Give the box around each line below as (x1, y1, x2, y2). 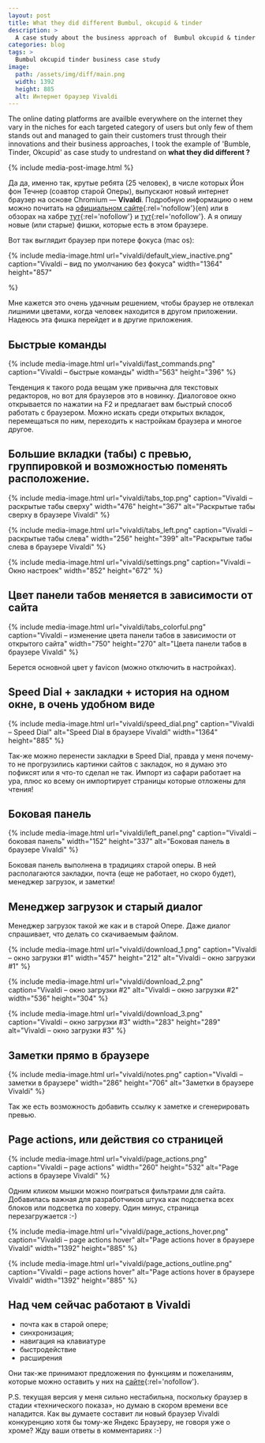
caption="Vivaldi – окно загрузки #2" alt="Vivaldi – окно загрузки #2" (8, 985, 239, 995)
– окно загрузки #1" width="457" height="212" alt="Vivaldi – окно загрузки (8, 953, 256, 963)
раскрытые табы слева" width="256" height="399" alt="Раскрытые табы (8, 533, 252, 543)
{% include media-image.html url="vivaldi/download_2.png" (8, 977, 203, 986)
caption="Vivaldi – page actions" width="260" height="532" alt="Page (8, 1162, 239, 1172)
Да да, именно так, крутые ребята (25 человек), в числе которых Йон (8, 179, 244, 188)
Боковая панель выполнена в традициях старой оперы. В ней (8, 861, 217, 870)
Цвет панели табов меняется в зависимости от (8, 589, 253, 602)
